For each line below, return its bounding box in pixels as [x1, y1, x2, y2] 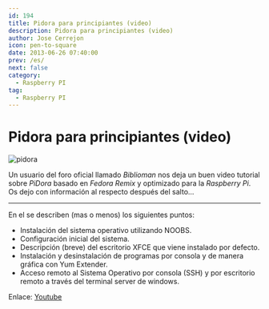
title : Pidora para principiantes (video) [8, 19, 152, 27]
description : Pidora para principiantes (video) [8, 26, 174, 34]
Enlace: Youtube [8, 292, 62, 302]
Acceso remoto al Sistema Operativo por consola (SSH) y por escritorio [19, 268, 255, 278]
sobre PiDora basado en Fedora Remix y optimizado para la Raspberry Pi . [8, 179, 251, 188]
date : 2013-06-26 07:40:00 [8, 49, 98, 57]
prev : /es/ [8, 57, 45, 65]
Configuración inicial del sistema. [19, 234, 130, 244]
